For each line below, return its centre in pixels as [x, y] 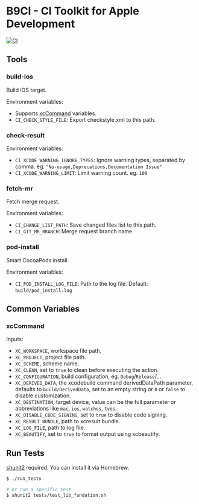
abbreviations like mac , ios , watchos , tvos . [66, 409]
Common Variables [43, 309]
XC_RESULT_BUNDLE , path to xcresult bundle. [68, 421]
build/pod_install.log [43, 291]
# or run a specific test [39, 490]
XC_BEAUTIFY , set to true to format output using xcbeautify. [87, 434]
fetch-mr [20, 188]
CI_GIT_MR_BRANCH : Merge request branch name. [74, 232]
